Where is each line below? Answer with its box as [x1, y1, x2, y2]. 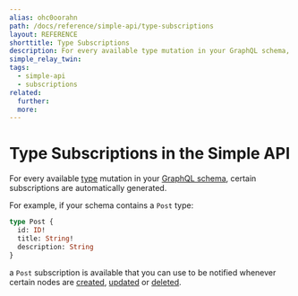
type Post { [9, 217, 54, 227]
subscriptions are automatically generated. [9, 183, 167, 194]
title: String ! [17, 234, 74, 243]
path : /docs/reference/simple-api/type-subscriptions [9, 22, 215, 30]
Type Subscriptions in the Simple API [9, 144, 291, 164]
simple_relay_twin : [9, 55, 82, 64]
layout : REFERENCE [9, 30, 78, 39]
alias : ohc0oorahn [9, 13, 78, 22]
